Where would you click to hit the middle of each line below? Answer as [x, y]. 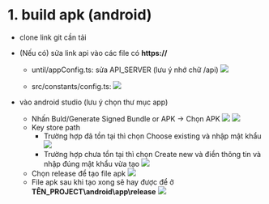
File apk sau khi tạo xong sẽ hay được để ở [103, 182]
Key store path [56, 127]
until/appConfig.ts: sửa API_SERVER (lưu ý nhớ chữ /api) [125, 70]
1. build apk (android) [80, 15]
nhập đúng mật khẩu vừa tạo [91, 164]
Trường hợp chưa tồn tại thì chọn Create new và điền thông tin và [152, 154]
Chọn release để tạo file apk [79, 173]
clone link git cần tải [53, 37]
